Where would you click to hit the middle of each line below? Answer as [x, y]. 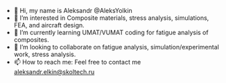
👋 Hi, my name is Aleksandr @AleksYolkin [73, 11]
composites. [32, 40]
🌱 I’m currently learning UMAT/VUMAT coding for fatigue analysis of [111, 32]
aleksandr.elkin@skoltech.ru [54, 72]
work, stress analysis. [45, 54]
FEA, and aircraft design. [49, 25]
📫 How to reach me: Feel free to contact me [77, 62]
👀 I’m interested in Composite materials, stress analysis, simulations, [111, 18]
